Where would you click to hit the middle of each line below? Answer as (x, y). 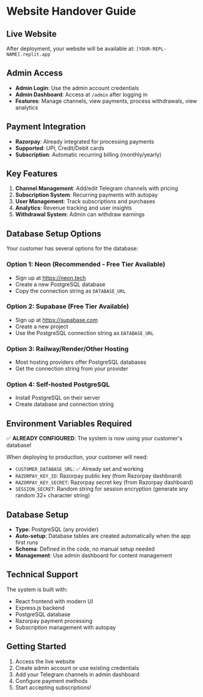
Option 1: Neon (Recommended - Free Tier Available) (86, 265)
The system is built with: (37, 589)
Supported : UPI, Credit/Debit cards (60, 148)
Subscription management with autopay (65, 627)
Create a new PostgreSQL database (60, 284)
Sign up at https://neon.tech (50, 277)
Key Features (32, 174)
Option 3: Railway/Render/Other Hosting (68, 348)
